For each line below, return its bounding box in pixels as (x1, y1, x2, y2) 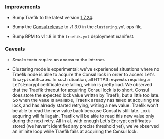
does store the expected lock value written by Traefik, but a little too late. (12, 92, 160, 98)
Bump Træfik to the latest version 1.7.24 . (12, 15, 94, 20)
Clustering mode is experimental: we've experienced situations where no (12, 66, 160, 72)
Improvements (5, 3, 41, 10)
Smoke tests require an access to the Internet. (12, 57, 105, 62)
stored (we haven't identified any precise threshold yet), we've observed (12, 123, 159, 129)
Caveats (5, 45, 25, 52)
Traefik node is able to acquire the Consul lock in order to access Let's (12, 71, 155, 77)
